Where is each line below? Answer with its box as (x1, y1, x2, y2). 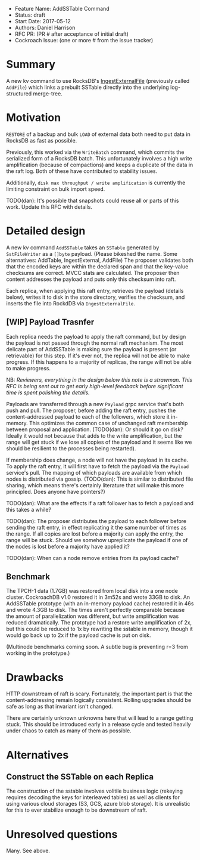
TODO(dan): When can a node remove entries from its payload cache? (6, 554, 179, 561)
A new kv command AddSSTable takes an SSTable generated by (6, 244, 160, 251)
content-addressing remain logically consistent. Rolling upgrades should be (6, 697, 192, 704)
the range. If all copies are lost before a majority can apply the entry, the (6, 530, 183, 537)
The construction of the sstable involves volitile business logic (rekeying (6, 787, 183, 795)
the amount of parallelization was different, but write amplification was (6, 612, 179, 620)
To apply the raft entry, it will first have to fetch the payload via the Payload (6, 462, 189, 470)
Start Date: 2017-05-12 (14, 18, 71, 24)
